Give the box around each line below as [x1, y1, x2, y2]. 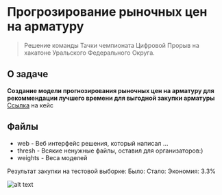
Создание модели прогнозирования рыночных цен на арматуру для [7, 86, 214, 94]
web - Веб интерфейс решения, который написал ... [16, 139, 169, 147]
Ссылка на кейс [7, 101, 53, 109]
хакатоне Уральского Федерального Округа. [23, 49, 156, 57]
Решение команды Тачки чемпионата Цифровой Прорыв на [23, 41, 200, 49]
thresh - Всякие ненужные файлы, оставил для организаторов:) [16, 146, 203, 155]
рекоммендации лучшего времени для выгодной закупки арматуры [7, 94, 215, 102]
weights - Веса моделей [16, 153, 88, 161]
